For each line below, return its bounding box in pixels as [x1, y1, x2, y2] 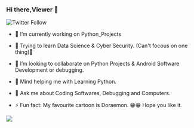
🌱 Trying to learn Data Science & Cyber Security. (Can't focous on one [14, 42, 188, 50]
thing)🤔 [14, 48, 33, 56]
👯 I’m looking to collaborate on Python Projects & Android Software [14, 60, 180, 68]
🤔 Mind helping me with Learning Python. [14, 78, 116, 86]
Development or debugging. [14, 66, 84, 74]
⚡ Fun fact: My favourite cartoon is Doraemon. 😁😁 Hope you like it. [14, 102, 182, 109]
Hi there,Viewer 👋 [6, 5, 58, 14]
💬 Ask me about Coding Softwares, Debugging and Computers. [14, 90, 171, 97]
